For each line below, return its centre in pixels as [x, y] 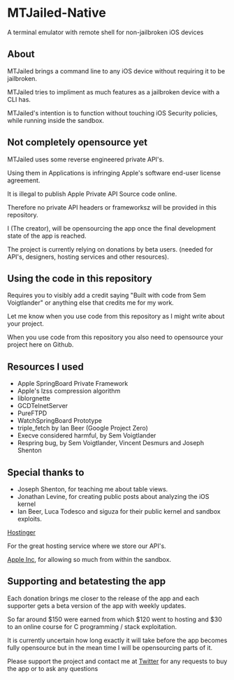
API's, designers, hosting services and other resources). [88, 256]
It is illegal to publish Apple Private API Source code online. [92, 194]
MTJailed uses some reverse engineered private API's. [86, 159]
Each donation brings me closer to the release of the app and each [103, 598]
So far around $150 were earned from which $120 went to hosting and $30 [115, 619]
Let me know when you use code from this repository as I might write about [116, 317]
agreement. [24, 180]
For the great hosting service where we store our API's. [87, 546]
